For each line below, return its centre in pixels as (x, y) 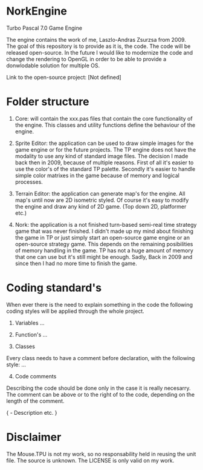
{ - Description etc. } (32, 412)
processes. (29, 182)
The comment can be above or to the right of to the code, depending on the (101, 394)
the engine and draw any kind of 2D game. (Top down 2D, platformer (101, 206)
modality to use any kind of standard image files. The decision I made (101, 156)
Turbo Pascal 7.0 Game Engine (44, 28)
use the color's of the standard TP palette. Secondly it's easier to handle (105, 169)
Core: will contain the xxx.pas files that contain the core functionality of (104, 118)
